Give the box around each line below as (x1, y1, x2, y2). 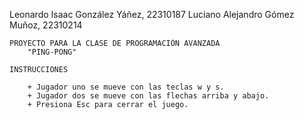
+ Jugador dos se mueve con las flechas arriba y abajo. (27, 91, 270, 101)
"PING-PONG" (27, 47, 77, 57)
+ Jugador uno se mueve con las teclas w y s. (27, 82, 225, 92)
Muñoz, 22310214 (9, 19, 83, 31)
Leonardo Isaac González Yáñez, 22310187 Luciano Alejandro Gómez (9, 9, 295, 20)
